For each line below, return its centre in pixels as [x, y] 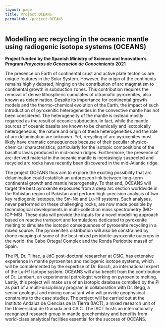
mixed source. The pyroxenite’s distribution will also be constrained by [77, 230]
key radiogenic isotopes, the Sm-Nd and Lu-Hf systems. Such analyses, [79, 199]
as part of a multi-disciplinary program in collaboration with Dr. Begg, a [78, 287]
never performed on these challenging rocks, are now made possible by [79, 204]
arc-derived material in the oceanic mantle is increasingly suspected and [80, 158]
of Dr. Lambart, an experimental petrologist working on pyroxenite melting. [81, 277]
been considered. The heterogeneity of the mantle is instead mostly [74, 116]
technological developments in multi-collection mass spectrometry [73, 210]
